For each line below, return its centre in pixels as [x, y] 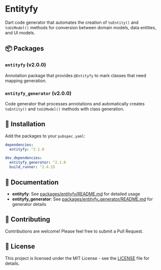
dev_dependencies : [24, 158]
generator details [29, 204]
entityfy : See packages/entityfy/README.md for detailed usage [76, 194]
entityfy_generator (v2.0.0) [38, 93]
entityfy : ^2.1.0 [27, 149]
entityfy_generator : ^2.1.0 [38, 163]
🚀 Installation [25, 124]
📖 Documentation [32, 182]
